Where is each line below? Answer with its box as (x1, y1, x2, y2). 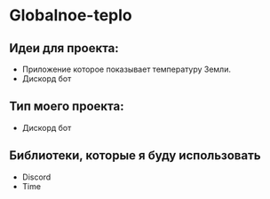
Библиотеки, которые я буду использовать (9, 148, 261, 164)
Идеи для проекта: (9, 41, 120, 56)
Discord (21, 172, 52, 182)
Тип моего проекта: (9, 99, 124, 114)
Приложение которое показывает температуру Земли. (21, 64, 231, 74)
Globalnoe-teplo (9, 5, 132, 26)
